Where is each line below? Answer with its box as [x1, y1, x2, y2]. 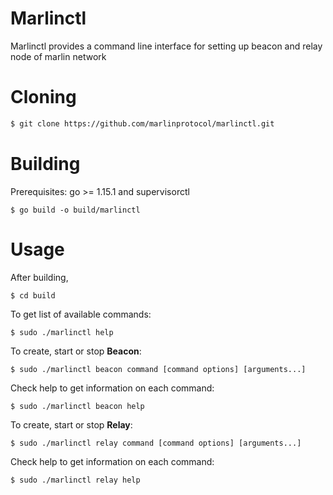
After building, [10, 271, 69, 283]
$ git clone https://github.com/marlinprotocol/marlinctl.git [10, 118, 275, 129]
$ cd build [10, 290, 56, 301]
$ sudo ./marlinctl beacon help [10, 401, 145, 411]
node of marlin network [10, 50, 107, 62]
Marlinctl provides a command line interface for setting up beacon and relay [10, 40, 323, 52]
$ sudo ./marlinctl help [10, 327, 114, 337]
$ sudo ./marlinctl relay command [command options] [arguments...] [10, 438, 302, 448]
